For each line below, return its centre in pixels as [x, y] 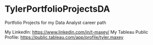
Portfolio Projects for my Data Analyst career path [55, 22]
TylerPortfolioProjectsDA [57, 9]
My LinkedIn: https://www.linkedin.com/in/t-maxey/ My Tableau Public [76, 32]
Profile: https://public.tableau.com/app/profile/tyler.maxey [64, 37]
